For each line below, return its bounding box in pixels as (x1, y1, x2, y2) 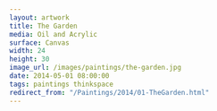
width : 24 (9, 47, 46, 55)
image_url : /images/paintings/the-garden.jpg (9, 64, 181, 73)
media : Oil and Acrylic (9, 30, 98, 38)
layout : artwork (9, 13, 70, 22)
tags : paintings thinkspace (9, 80, 114, 89)
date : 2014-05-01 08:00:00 (9, 72, 110, 81)
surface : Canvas (9, 38, 70, 47)
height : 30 (9, 55, 50, 64)
